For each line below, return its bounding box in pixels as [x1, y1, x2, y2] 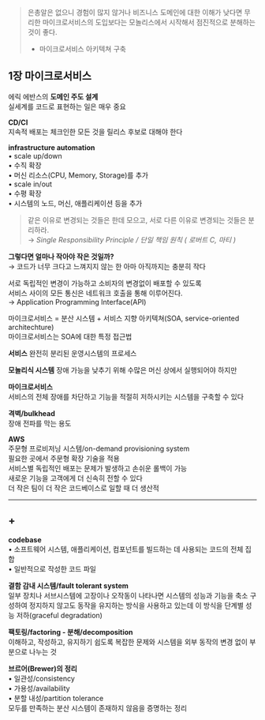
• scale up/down [8, 151, 63, 160]
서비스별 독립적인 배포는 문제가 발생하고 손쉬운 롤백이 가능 [8, 463, 188, 473]
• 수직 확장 [8, 160, 42, 170]
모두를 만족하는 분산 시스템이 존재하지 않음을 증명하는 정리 [8, 703, 188, 713]
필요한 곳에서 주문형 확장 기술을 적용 [8, 453, 120, 463]
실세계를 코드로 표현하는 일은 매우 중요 [8, 102, 126, 111]
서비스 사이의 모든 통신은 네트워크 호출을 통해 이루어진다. [8, 288, 183, 298]
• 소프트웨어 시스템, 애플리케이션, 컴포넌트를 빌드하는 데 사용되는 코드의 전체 [8, 544, 244, 553]
